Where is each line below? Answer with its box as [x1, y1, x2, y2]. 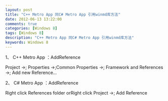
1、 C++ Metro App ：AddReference [5, 54, 81, 60]
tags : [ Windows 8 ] [5, 30, 44, 35]
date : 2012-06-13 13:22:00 [5, 16, 62, 21]
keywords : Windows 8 [5, 40, 49, 45]
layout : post [5, 7, 33, 12]
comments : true [5, 21, 37, 26]
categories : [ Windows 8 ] [5, 26, 58, 31]
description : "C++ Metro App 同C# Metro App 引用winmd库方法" [5, 35, 134, 40]
